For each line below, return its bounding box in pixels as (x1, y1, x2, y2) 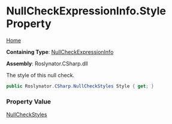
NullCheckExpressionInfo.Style (6, 4, 167, 18)
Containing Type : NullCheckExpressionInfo (6, 48, 114, 55)
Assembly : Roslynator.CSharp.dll (6, 60, 88, 67)
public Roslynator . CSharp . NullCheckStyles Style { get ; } (6, 83, 154, 89)
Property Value (6, 97, 52, 105)
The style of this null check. (6, 71, 75, 78)
